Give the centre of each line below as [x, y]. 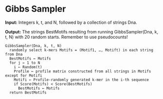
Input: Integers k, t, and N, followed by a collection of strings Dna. [71, 22]
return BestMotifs [28, 92]
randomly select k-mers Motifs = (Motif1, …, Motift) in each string [81, 50]
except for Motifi [24, 75]
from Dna [14, 54]
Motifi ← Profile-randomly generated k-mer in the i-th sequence [81, 80]
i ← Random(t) [28, 67]
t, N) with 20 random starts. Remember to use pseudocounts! [66, 37]
